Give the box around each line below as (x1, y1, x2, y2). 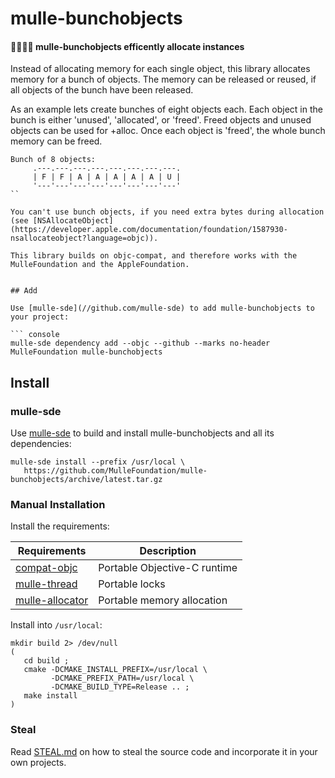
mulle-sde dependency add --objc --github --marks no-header (10, 338, 271, 349)
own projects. (10, 756, 67, 768)
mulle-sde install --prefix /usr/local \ (10, 457, 186, 467)
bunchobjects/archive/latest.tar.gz (10, 475, 163, 485)
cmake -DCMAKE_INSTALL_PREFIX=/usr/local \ (23, 665, 208, 675)
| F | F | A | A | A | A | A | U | (32, 172, 182, 182)
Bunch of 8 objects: (10, 155, 97, 165)
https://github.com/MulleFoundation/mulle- (23, 466, 208, 476)
